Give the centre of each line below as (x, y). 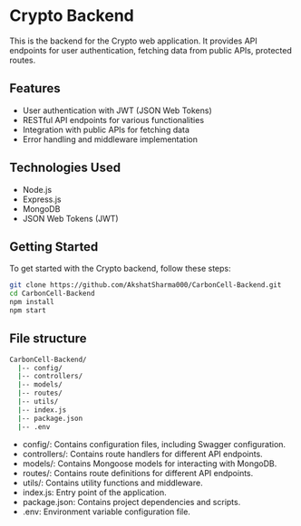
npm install (32, 302)
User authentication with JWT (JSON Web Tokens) (117, 110)
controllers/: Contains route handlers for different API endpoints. (142, 454)
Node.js (37, 189)
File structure (48, 339)
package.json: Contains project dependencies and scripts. (131, 502)
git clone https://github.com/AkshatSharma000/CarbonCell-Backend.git (146, 285)
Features (35, 88)
